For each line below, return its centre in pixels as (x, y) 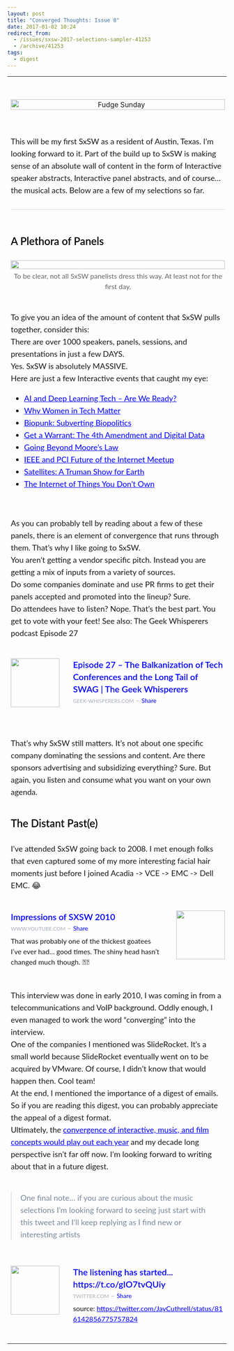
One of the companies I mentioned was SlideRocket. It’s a (109, 1044)
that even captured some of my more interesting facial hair (111, 861)
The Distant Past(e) (54, 823)
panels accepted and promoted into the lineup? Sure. (101, 596)
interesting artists (50, 1234)
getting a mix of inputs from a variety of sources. (93, 571)
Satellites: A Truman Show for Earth (84, 471)
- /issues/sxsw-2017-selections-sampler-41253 (82, 40)
